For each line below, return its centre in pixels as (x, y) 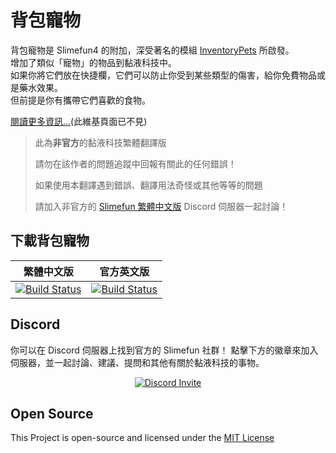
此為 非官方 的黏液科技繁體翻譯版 (100, 142)
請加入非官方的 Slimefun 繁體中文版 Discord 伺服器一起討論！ (161, 206)
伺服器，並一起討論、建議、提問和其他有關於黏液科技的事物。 (137, 362)
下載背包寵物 (50, 241)
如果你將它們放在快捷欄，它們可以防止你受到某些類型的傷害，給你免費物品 (163, 75)
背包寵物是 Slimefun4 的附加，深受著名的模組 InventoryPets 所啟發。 (152, 50)
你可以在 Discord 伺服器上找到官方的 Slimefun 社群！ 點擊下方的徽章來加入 (164, 350)
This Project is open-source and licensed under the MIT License (142, 438)
